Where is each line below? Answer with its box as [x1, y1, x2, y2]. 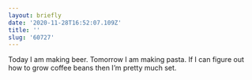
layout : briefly [8, 11, 62, 20]
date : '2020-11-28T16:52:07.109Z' [8, 19, 122, 27]
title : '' [8, 26, 41, 34]
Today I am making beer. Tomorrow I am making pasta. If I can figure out [8, 55, 245, 64]
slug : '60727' [8, 33, 55, 42]
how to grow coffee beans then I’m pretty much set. [8, 64, 177, 73]
